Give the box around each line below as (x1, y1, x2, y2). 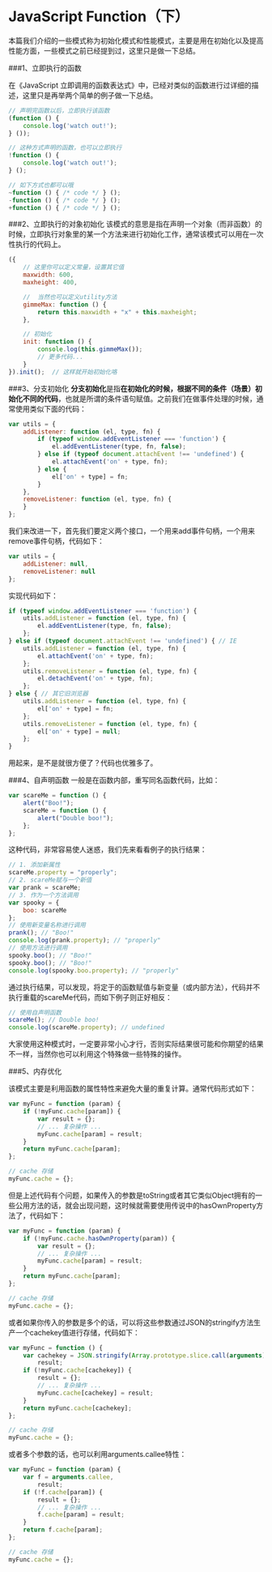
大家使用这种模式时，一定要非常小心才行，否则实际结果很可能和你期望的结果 (8, 1039, 264, 1049)
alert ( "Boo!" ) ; (23, 799, 74, 807)
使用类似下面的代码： (15, 404, 87, 413)
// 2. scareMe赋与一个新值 (8, 876, 92, 884)
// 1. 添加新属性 (8, 861, 61, 869)
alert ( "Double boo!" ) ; (37, 814, 114, 822)
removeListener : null (23, 567, 96, 575)
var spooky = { (8, 899, 60, 907)
